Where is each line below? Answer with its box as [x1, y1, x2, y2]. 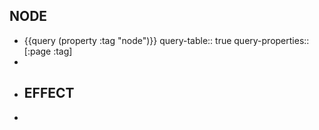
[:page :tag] [23, 45, 73, 57]
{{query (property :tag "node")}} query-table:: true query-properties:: [23, 34, 310, 46]
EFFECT [23, 85, 75, 102]
